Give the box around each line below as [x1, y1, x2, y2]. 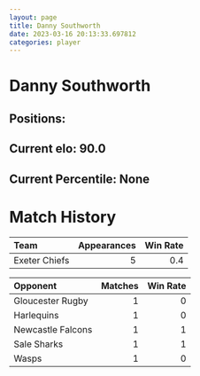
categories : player [9, 37, 81, 47]
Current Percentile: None [9, 171, 150, 186]
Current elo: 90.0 [9, 141, 106, 156]
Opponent [13, 279, 58, 292]
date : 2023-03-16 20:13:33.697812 [9, 29, 137, 38]
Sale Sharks [13, 338, 64, 350]
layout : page [9, 12, 58, 22]
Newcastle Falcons [13, 323, 93, 335]
